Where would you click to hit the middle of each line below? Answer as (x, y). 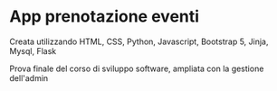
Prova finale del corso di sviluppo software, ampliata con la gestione (137, 68)
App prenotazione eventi (105, 17)
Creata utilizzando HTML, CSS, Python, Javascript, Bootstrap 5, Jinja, (139, 41)
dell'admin (29, 77)
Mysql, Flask (33, 50)
